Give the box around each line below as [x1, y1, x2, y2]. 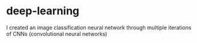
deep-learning [6, 4, 80, 18]
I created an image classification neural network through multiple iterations [6, 24, 192, 31]
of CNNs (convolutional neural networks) [6, 30, 108, 37]
